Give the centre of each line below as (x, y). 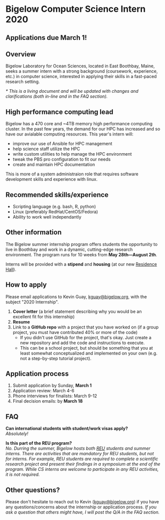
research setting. (23, 82)
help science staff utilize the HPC (46, 149)
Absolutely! (17, 434)
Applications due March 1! (46, 38)
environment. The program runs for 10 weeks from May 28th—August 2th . (82, 254)
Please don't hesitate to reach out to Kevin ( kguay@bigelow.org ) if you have (82, 502)
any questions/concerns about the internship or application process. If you (81, 507)
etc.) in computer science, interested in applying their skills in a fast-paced (81, 77)
